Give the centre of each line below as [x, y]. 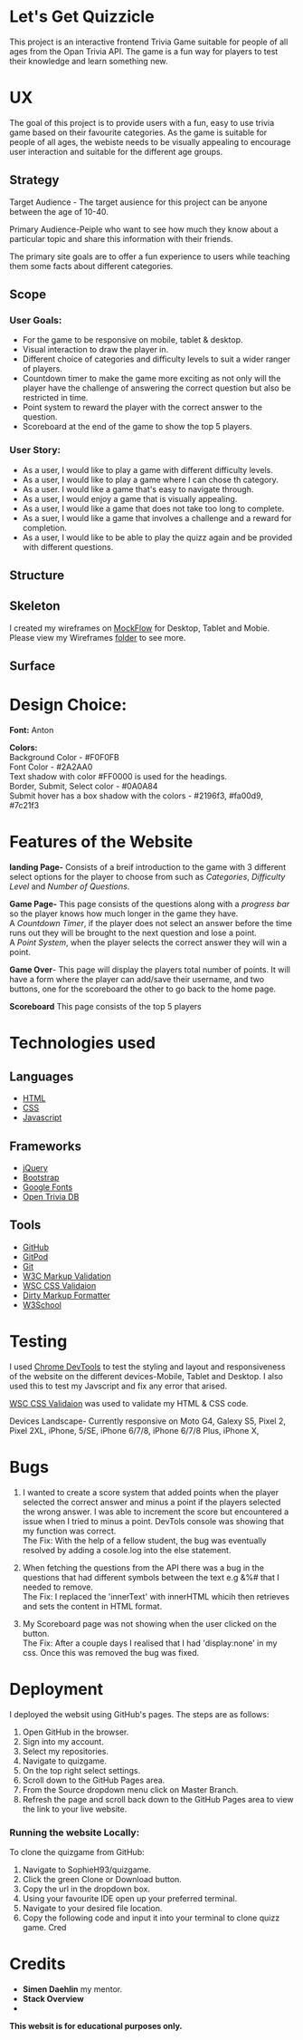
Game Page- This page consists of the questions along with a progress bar [150, 904]
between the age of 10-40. [59, 211]
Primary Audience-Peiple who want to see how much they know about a [144, 229]
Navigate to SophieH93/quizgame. [87, 1870]
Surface [33, 667]
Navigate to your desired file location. [92, 1908]
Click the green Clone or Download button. [102, 1879]
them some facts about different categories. [91, 266]
